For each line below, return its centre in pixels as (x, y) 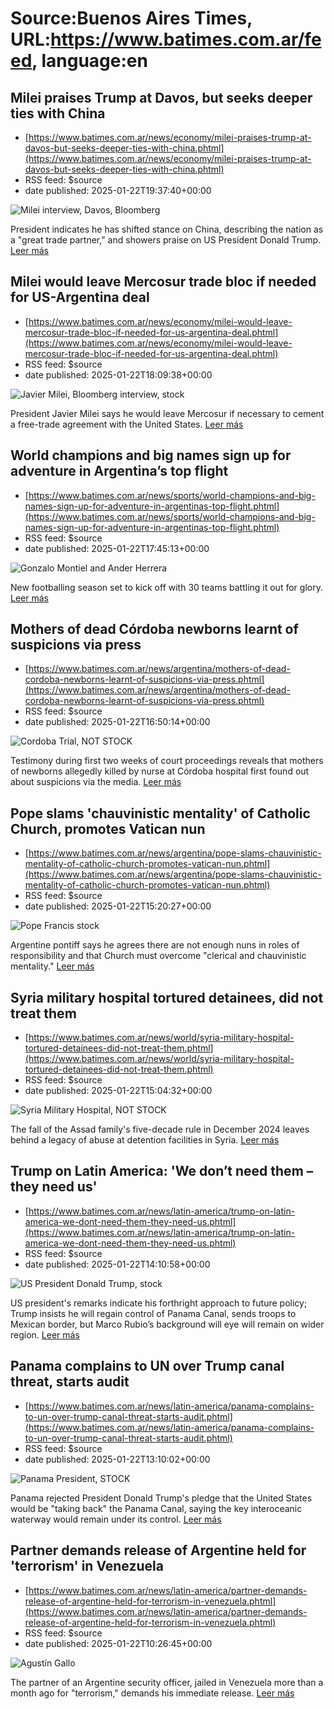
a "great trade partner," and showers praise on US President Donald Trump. (166, 240)
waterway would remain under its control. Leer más (116, 1519)
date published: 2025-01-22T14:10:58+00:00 (117, 1264)
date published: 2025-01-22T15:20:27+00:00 (118, 906)
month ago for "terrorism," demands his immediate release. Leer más (152, 1693)
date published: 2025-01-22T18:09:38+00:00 (118, 374)
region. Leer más (45, 1334)
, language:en (89, 61)
